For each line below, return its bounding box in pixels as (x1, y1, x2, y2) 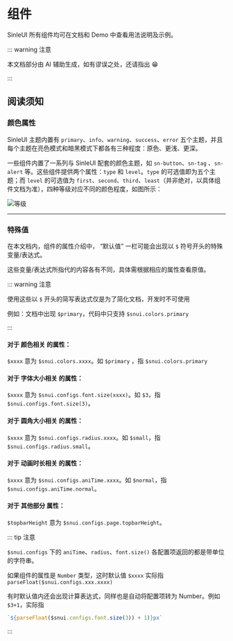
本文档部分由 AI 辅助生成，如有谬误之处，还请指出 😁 (7, 60, 158, 68)
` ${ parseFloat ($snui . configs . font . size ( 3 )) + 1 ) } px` (7, 614, 163, 621)
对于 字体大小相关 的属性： (7, 374, 83, 382)
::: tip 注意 (7, 533, 36, 541)
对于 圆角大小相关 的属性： (7, 416, 83, 425)
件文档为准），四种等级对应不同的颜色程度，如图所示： (7, 184, 162, 193)
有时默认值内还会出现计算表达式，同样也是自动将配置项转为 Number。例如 (7, 592, 221, 600)
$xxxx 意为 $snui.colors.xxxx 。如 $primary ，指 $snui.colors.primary (7, 357, 208, 365)
